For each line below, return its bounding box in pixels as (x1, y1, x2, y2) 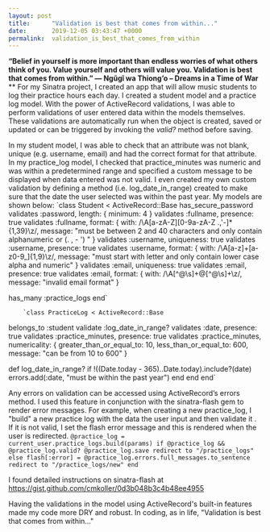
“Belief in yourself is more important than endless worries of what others (8, 56, 258, 66)
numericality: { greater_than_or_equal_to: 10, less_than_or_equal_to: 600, (8, 340, 248, 350)
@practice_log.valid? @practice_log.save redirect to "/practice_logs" (8, 447, 254, 455)
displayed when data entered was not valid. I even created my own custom (8, 175, 257, 185)
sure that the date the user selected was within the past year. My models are (8, 192, 263, 202)
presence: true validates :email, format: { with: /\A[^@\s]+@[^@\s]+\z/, (8, 269, 243, 279)
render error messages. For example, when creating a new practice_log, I (8, 405, 252, 415)
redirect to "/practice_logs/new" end (8, 461, 139, 469)
